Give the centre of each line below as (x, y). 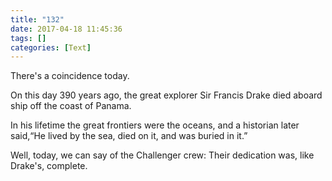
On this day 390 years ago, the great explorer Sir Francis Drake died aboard (166, 95)
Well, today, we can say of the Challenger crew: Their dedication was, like (162, 155)
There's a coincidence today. (70, 76)
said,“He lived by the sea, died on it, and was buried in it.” (129, 136)
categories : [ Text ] (51, 47)
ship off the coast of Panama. (71, 106)
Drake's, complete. (49, 166)
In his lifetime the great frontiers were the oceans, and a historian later (155, 125)
